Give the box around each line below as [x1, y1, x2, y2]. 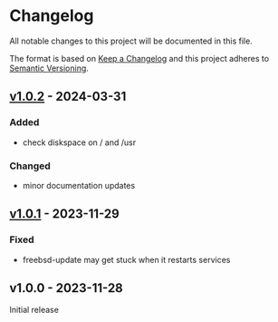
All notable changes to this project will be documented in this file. [9, 35, 254, 46]
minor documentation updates [22, 180, 136, 190]
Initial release [9, 305, 59, 316]
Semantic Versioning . [9, 63, 89, 73]
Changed [9, 160, 52, 172]
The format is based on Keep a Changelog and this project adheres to [9, 53, 270, 63]
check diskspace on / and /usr [22, 137, 137, 148]
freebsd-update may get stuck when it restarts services [22, 254, 231, 265]
